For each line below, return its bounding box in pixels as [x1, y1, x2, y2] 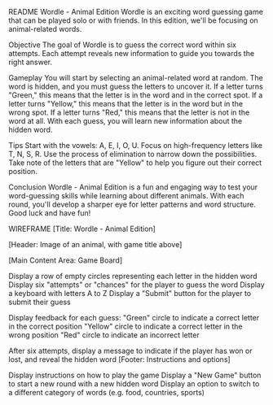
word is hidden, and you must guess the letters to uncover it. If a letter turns [8, 81, 263, 91]
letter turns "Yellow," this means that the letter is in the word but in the [8, 99, 243, 108]
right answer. [8, 57, 53, 67]
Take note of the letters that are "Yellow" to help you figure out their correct [8, 158, 262, 168]
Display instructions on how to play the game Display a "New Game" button [8, 370, 262, 380]
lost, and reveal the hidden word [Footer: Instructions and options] [8, 355, 231, 364]
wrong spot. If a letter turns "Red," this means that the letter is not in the [8, 107, 250, 117]
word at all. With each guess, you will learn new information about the [8, 116, 243, 125]
